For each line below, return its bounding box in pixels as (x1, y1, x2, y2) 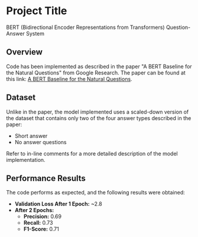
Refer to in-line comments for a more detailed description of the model (6, 150, 178, 157)
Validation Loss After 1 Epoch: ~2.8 (14, 200, 102, 207)
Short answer (14, 132, 48, 139)
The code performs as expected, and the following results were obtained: (6, 189, 185, 196)
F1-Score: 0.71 (23, 226, 59, 233)
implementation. (6, 156, 46, 163)
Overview (6, 47, 43, 57)
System (25, 30, 45, 37)
